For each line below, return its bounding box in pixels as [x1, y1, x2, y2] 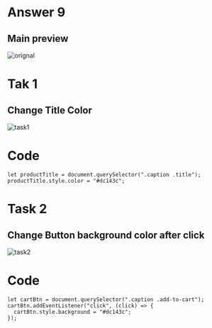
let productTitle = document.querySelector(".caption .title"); [7, 171, 201, 178]
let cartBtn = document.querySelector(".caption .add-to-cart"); [7, 295, 204, 303]
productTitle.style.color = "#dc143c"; [7, 177, 125, 184]
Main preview [7, 33, 69, 45]
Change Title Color [7, 104, 92, 116]
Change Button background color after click [7, 229, 205, 241]
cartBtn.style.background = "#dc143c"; [13, 308, 132, 315]
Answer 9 [7, 4, 66, 21]
